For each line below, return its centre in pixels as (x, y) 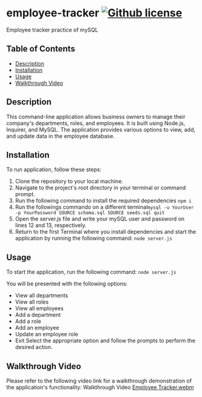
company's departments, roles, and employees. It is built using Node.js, (96, 123)
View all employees (39, 308)
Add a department (38, 315)
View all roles (32, 302)
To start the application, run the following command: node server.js (91, 272)
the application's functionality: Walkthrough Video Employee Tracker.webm (100, 387)
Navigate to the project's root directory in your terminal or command (100, 188)
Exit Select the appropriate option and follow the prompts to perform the (105, 341)
